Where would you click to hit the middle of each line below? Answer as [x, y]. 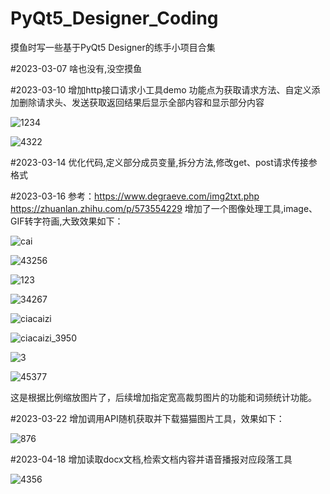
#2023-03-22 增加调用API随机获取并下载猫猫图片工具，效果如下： [147, 418]
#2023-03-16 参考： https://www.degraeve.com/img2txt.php [135, 196]
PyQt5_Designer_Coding [114, 18]
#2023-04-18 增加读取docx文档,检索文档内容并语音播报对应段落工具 [151, 459]
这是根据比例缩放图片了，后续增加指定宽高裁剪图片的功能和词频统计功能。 [163, 397]
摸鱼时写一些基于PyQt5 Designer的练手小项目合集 [113, 47]
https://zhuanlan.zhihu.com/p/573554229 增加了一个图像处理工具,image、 [164, 208]
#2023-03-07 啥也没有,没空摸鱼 [76, 68]
